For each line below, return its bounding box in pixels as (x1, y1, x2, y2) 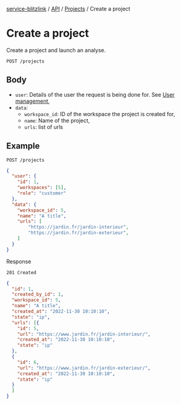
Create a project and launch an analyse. (6, 46, 106, 54)
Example (6, 141, 40, 151)
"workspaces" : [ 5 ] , (17, 185, 67, 191)
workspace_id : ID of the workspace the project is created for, (24, 110, 176, 117)
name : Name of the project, (24, 117, 90, 124)
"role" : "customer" (17, 190, 67, 196)
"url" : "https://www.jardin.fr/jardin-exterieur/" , (17, 365, 151, 371)
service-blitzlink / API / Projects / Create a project (6, 5, 131, 12)
